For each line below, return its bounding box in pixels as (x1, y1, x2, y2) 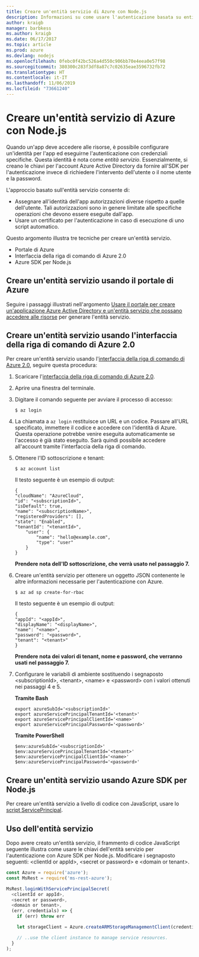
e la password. (6, 175, 42, 182)
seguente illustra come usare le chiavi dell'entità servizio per (6, 846, 154, 853)
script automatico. (14, 223, 59, 230)
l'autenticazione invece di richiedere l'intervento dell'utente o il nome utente (6, 168, 191, 175)
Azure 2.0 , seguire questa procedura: (6, 362, 98, 369)
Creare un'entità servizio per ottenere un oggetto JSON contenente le (14, 572, 185, 579)
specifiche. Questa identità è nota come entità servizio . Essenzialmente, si (6, 156, 188, 163)
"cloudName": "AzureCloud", (14, 493, 84, 499)
